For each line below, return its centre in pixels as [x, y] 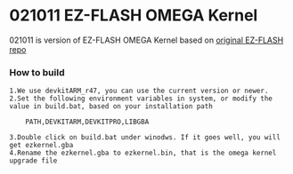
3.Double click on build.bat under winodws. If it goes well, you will [145, 138]
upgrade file [33, 161]
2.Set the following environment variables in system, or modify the [141, 99]
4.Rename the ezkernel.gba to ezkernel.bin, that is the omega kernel [143, 153]
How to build [37, 72]
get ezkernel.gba [41, 146]
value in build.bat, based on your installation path [111, 107]
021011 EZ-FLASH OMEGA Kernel [134, 16]
